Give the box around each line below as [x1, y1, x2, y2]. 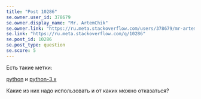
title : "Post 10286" [6, 8, 58, 15]
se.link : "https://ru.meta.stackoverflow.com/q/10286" [6, 31, 146, 37]
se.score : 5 [6, 48, 36, 54]
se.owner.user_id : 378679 [6, 14, 71, 20]
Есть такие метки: [6, 64, 53, 71]
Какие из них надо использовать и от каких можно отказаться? [6, 87, 169, 94]
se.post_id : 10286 [6, 36, 52, 42]
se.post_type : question [6, 42, 66, 48]
